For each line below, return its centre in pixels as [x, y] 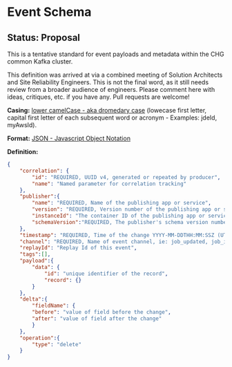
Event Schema [49, 12]
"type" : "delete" [57, 344]
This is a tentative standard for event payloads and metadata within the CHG [116, 54]
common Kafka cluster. [40, 62]
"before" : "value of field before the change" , [101, 312]
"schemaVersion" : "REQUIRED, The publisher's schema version [120, 222]
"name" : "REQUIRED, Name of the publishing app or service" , [122, 203]
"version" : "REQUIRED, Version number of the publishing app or [126, 209]
